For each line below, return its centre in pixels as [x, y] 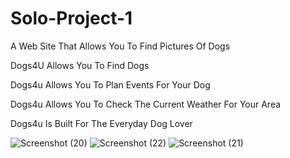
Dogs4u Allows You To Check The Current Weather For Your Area [146, 104]
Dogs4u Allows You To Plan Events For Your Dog [110, 84]
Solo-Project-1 [71, 18]
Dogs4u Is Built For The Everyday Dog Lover [101, 123]
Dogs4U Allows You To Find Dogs [80, 65]
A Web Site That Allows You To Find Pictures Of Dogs [120, 46]
